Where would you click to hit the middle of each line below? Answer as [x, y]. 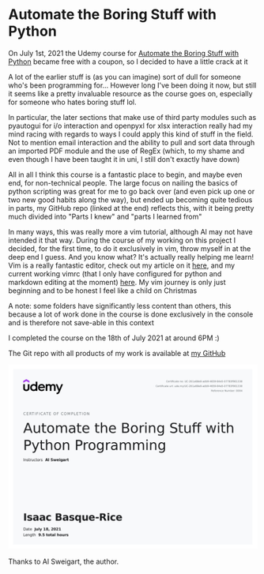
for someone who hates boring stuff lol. [72, 102]
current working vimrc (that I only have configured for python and [115, 273]
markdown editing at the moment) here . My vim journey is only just [117, 282]
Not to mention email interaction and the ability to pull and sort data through [132, 142]
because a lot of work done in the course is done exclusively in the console [131, 314]
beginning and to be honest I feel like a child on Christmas [103, 291]
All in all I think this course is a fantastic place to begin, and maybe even [125, 174]
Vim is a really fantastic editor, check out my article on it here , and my [122, 265]
